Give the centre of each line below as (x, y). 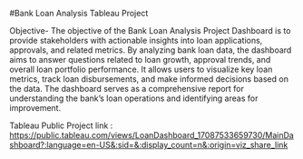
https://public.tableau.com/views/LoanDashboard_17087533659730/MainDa (152, 135)
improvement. (35, 108)
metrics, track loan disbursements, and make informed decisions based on (149, 79)
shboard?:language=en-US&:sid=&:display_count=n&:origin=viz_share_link (149, 145)
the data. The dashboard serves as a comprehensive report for (127, 89)
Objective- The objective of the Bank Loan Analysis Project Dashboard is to (150, 30)
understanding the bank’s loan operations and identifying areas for (134, 98)
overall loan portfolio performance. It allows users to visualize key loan (141, 69)
